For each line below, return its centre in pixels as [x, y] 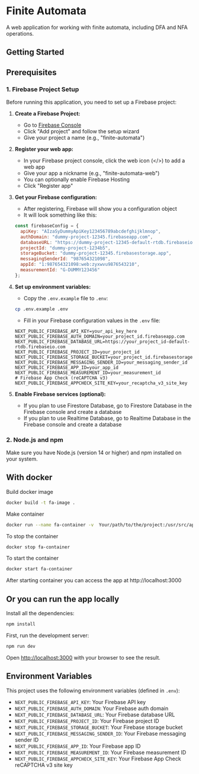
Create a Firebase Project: [47, 114]
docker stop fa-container [38, 547]
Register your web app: [44, 149]
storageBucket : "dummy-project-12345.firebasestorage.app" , [96, 253]
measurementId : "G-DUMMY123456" [60, 270]
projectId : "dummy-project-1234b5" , [65, 248]
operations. [20, 33]
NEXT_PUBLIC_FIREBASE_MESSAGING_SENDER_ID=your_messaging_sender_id [101, 362]
